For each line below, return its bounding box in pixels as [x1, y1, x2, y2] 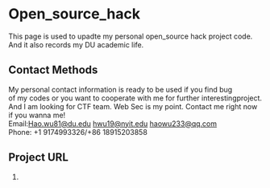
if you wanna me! [8, 110, 66, 120]
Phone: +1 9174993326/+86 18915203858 [8, 127, 147, 137]
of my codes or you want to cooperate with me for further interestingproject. [8, 93, 263, 103]
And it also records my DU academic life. [8, 39, 144, 49]
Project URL [8, 150, 69, 165]
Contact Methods [8, 63, 98, 77]
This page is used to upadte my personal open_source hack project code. [8, 31, 253, 41]
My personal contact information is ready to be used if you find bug [8, 84, 233, 94]
